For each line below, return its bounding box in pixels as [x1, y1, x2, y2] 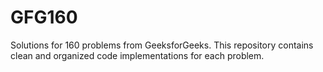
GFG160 [10, 6, 78, 29]
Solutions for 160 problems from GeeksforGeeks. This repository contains [10, 39, 314, 51]
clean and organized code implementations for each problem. [10, 49, 265, 61]
